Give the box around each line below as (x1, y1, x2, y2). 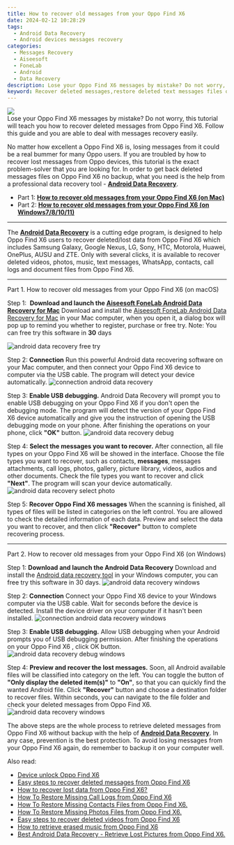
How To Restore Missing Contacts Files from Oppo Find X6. (17, 800, 188, 809)
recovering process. (7, 530, 65, 538)
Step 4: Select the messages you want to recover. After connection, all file (7, 442, 224, 450)
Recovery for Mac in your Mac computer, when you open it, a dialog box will (7, 314, 226, 322)
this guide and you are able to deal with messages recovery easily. (7, 129, 198, 138)
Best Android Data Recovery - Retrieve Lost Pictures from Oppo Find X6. (17, 830, 226, 839)
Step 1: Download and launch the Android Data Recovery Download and (7, 564, 217, 572)
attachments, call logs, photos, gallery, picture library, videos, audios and (7, 464, 217, 473)
